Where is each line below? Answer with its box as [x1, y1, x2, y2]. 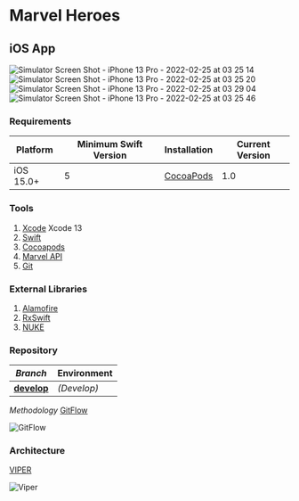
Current [237, 138, 271, 151]
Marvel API [21, 250, 63, 261]
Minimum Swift [77, 138, 143, 151]
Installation [164, 144, 214, 156]
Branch [15, 367, 47, 380]
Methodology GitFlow [9, 405, 88, 415]
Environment [57, 367, 113, 380]
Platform [16, 144, 53, 156]
